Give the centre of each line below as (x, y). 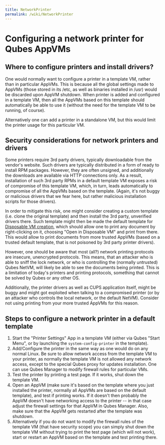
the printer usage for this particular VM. (45, 125)
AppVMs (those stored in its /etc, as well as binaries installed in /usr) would (81, 89)
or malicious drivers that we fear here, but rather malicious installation (76, 196)
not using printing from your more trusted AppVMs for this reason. (72, 303)
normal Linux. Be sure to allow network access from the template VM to (84, 354)
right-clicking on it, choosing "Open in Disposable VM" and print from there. (82, 232)
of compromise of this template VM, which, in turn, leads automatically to (79, 186)
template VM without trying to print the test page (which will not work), (84, 432)
